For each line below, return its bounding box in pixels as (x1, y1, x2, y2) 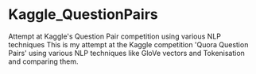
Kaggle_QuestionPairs (8, 6, 158, 24)
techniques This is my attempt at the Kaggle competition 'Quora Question (8, 39, 249, 49)
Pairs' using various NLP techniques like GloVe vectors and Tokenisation (8, 48, 245, 57)
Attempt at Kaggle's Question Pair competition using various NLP (8, 31, 221, 41)
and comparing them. (8, 57, 79, 66)
